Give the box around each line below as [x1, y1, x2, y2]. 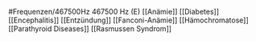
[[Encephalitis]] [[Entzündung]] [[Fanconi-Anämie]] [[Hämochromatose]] [8, 15, 249, 25]
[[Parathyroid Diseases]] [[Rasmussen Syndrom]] [8, 24, 171, 33]
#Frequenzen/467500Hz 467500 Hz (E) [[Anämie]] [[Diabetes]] [8, 7, 220, 16]
